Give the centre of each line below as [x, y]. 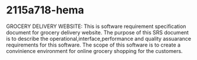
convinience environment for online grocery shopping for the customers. [94, 51]
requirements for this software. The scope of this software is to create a [93, 45]
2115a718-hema [45, 10]
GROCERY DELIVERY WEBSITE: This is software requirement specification [96, 26]
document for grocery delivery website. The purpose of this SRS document [97, 32]
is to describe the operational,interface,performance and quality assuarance [99, 38]
